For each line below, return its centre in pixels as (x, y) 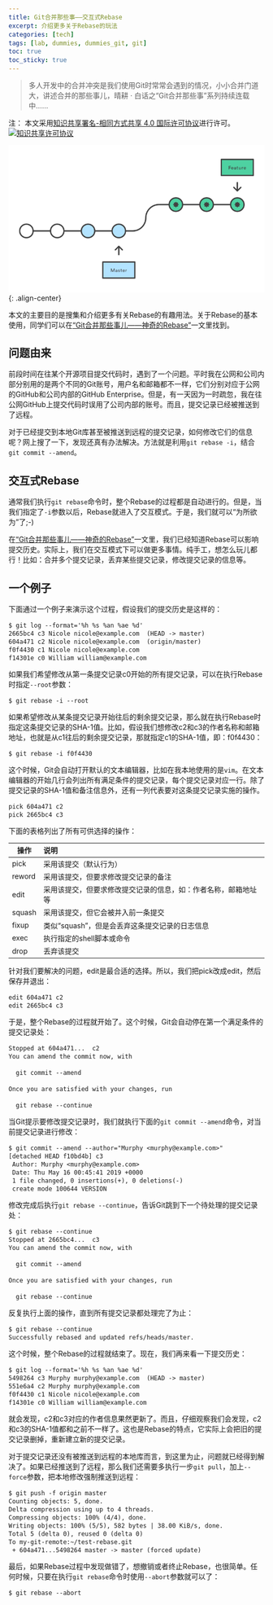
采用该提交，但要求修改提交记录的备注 (108, 876)
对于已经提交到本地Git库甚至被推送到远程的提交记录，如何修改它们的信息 (131, 432)
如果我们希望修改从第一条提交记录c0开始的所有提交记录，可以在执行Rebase (135, 674)
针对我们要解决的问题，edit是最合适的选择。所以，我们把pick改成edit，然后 (135, 971)
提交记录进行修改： (47, 1131)
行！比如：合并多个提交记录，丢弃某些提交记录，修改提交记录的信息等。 (129, 560)
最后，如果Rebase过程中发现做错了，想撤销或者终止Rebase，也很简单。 (130, 1566)
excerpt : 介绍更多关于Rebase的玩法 (63, 26)
